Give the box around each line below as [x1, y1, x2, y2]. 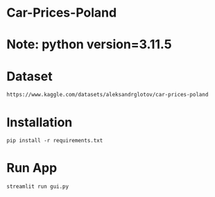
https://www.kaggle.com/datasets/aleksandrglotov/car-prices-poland [6, 92, 209, 98]
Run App [6, 160, 58, 176]
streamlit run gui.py [6, 183, 69, 190]
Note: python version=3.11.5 [6, 37, 172, 53]
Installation [6, 114, 73, 130]
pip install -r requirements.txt [6, 137, 103, 144]
